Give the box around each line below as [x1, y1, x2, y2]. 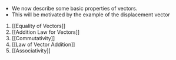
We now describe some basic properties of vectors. [11, 5, 138, 12]
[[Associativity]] [11, 47, 51, 54]
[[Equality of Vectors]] [11, 23, 66, 29]
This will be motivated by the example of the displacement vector [11, 11, 171, 18]
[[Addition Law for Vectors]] [11, 29, 80, 36]
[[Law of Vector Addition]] [11, 41, 75, 48]
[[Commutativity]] [11, 35, 55, 41]
